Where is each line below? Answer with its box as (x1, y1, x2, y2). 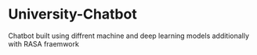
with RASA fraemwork (8, 39, 80, 48)
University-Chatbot (8, 5, 137, 23)
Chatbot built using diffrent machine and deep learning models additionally (8, 31, 249, 40)
